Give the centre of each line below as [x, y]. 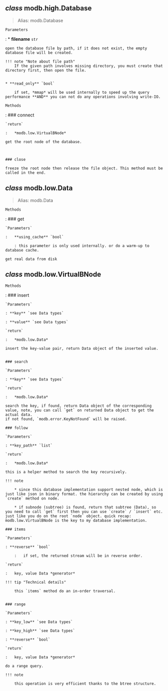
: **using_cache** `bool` [35, 237]
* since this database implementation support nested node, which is [89, 490]
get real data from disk [31, 259]
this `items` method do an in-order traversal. [65, 591]
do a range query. [24, 666]
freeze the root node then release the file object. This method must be [84, 168]
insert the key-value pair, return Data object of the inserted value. [82, 349]
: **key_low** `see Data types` [39, 622]
